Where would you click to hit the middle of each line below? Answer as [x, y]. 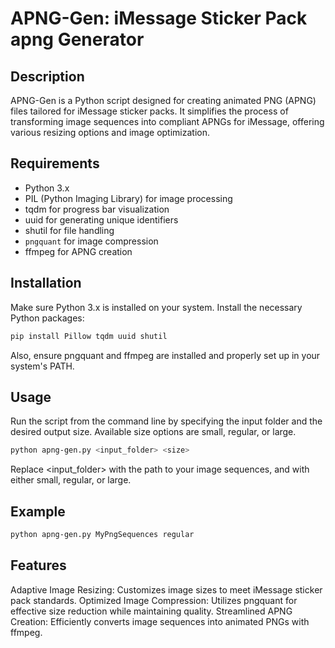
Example [38, 511]
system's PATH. [42, 366]
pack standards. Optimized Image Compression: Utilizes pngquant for [154, 600]
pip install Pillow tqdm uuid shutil [89, 336]
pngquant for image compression [91, 241]
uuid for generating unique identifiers [101, 219]
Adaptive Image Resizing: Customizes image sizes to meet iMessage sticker [166, 589]
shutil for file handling [69, 230]
